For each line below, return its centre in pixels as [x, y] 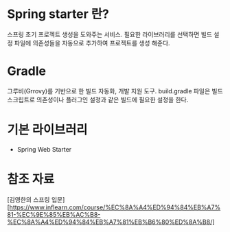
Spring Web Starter [44, 149]
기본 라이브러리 [47, 130]
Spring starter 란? [58, 14]
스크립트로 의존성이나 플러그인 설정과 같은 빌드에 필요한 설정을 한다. [98, 100]
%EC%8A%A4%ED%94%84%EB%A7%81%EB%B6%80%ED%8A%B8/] [111, 222]
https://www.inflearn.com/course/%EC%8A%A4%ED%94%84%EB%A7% [115, 207]
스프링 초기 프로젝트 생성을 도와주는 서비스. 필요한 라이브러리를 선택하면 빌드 [110, 34]
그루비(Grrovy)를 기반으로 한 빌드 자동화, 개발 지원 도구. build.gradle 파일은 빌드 [115, 91]
